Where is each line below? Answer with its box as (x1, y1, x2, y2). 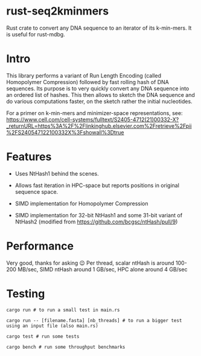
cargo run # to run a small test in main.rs (6, 307, 120, 313)
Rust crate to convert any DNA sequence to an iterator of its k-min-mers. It (6, 24, 192, 31)
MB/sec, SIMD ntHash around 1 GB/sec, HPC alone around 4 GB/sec (18, 265, 188, 273)
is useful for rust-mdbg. (6, 30, 65, 38)
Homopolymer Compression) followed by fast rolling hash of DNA (6, 78, 169, 85)
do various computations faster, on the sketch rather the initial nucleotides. (6, 97, 193, 105)
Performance (6, 239, 74, 252)
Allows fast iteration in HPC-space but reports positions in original (14, 182, 180, 189)
